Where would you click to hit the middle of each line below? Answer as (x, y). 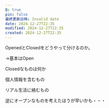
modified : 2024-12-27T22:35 (34, 28)
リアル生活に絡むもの (27, 90)
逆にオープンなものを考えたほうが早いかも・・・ (55, 101)
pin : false (16, 14)
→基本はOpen (19, 58)
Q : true (13, 10)
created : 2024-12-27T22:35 (33, 33)
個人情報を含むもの (25, 79)
